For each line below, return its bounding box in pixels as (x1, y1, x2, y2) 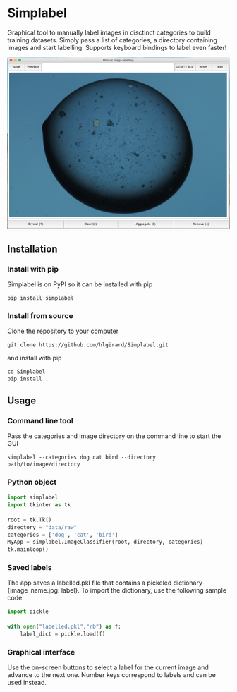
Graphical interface (7, 647, 75, 657)
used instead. (7, 679, 47, 687)
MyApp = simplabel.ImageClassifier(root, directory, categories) (7, 538, 203, 546)
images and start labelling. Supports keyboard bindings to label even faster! (7, 43, 227, 51)
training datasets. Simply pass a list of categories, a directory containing (7, 35, 217, 44)
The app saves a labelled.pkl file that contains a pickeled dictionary (7, 578, 203, 587)
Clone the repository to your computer (7, 327, 119, 336)
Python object (7, 477, 57, 487)
